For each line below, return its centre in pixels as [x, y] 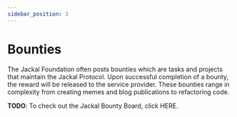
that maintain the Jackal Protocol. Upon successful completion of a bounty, [118, 76]
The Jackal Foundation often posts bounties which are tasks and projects [115, 69]
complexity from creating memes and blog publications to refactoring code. [118, 92]
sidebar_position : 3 [38, 14]
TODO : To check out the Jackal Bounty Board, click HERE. [93, 106]
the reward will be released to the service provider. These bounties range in [118, 84]
